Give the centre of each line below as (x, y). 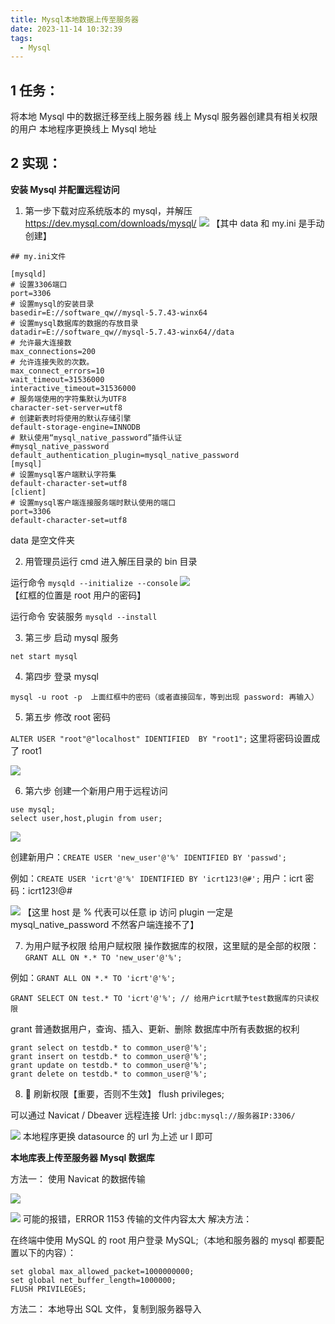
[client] (28, 492)
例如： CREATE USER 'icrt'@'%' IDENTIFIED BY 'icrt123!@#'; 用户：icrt (156, 878)
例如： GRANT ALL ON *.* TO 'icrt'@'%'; (93, 977)
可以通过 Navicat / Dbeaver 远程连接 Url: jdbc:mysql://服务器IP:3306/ (153, 1115)
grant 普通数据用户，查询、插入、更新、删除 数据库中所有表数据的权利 (155, 1028)
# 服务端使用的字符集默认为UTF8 (68, 399)
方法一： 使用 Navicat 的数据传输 (78, 1178)
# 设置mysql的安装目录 (52, 304)
